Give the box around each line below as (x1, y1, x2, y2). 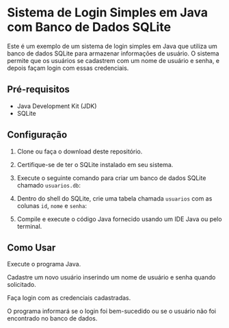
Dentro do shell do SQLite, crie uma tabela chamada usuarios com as (16, 194, 213, 203)
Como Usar (7, 242, 56, 253)
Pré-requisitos (7, 84, 70, 95)
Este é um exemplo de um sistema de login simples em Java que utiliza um (7, 42, 217, 50)
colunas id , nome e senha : (16, 201, 87, 210)
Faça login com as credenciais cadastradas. (7, 294, 131, 302)
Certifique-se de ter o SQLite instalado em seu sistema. (16, 160, 174, 168)
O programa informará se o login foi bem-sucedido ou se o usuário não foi (7, 307, 217, 316)
